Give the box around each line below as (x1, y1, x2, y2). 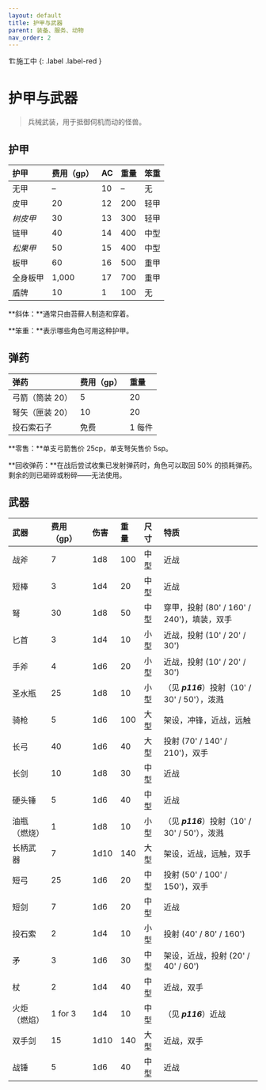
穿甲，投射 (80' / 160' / (163, 602, 252, 613)
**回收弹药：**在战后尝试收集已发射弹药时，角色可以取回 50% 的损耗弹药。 (8, 460, 256, 469)
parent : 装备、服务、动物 (8, 26, 85, 34)
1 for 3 (51, 1008, 77, 1019)
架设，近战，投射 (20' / (163, 950, 251, 961)
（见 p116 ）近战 (163, 1008, 226, 1020)
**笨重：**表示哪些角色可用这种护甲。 (8, 326, 134, 335)
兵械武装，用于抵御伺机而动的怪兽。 (27, 117, 146, 127)
